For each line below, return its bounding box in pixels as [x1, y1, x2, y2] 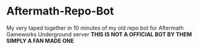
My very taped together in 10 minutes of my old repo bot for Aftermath [6, 24, 184, 31]
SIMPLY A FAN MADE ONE [6, 37, 74, 44]
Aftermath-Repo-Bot [6, 4, 115, 18]
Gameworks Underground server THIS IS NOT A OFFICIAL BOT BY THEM [6, 30, 192, 38]
